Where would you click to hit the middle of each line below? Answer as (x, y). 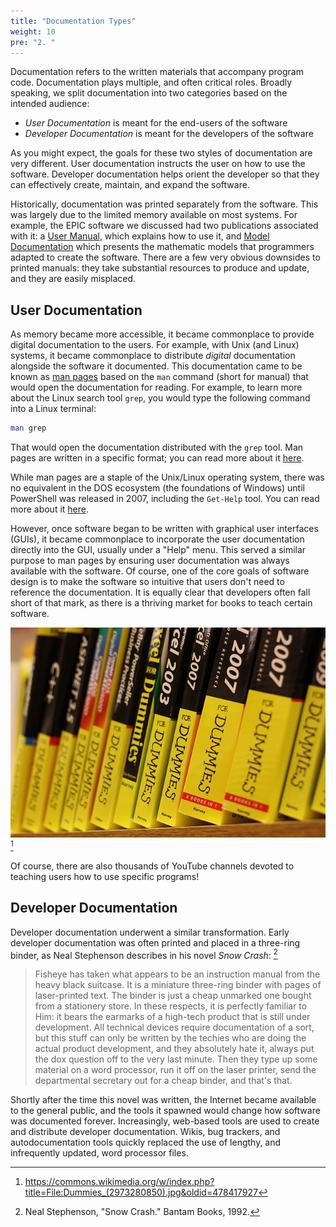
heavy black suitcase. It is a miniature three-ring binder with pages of (178, 985)
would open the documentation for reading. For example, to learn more (156, 387)
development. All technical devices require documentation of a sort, (174, 1027)
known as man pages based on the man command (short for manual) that (159, 377)
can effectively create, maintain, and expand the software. (130, 185)
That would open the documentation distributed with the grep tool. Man (157, 447)
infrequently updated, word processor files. (99, 1153)
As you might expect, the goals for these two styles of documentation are (161, 153)
